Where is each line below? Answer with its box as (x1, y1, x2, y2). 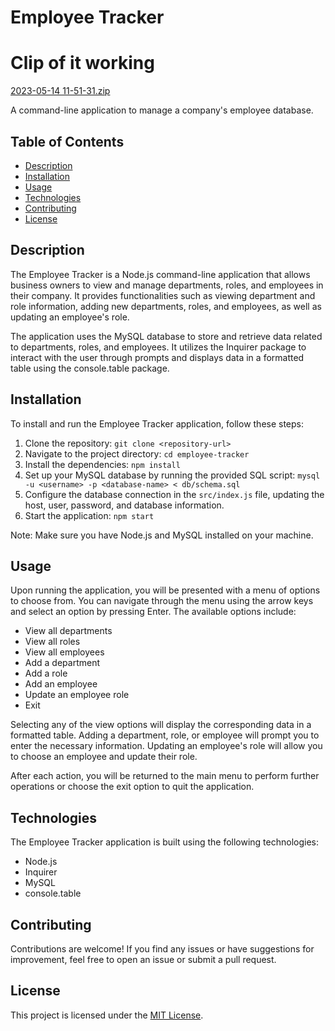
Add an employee (24, 678, 98, 690)
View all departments (24, 625, 113, 637)
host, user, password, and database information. (24, 499, 225, 511)
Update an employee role (24, 689, 130, 701)
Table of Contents (10, 133, 125, 150)
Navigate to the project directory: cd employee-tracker (24, 447, 250, 460)
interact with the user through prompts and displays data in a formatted (10, 351, 305, 363)
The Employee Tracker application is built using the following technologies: (10, 836, 320, 848)
